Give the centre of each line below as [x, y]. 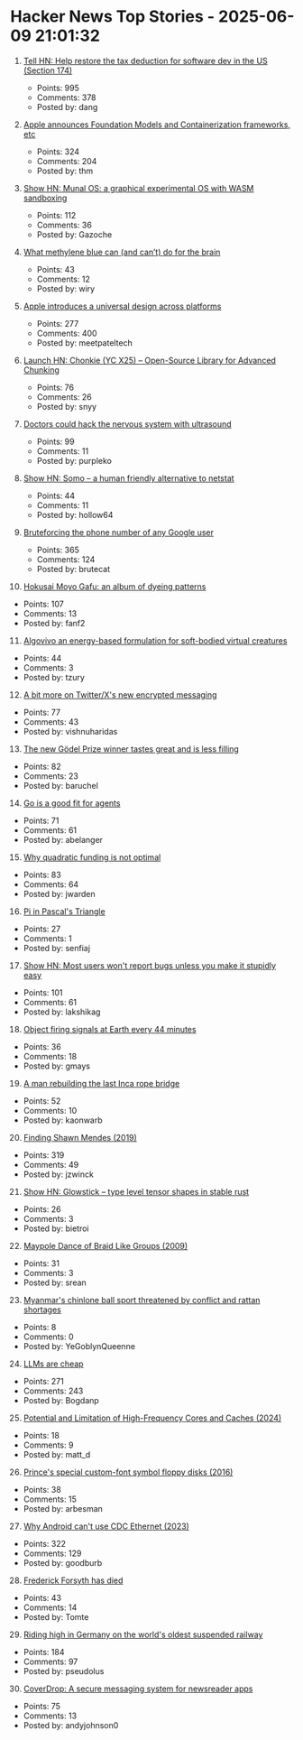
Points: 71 [41, 820]
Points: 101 [43, 992]
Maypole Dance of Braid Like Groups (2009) [106, 1245]
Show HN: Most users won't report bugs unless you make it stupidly [150, 965]
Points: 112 [56, 215]
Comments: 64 [51, 884]
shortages [42, 1310]
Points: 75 [42, 1706]
